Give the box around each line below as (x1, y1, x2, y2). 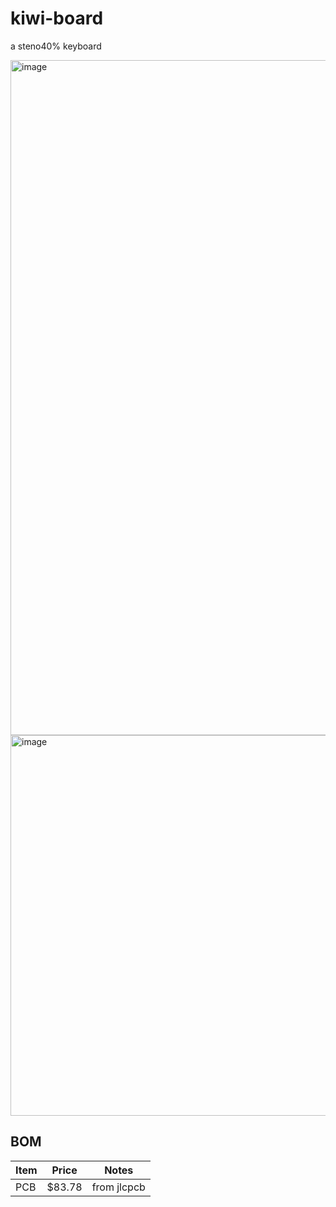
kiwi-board (10, 7, 104, 30)
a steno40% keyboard (10, 40, 102, 52)
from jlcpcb (91, 1180, 146, 1194)
